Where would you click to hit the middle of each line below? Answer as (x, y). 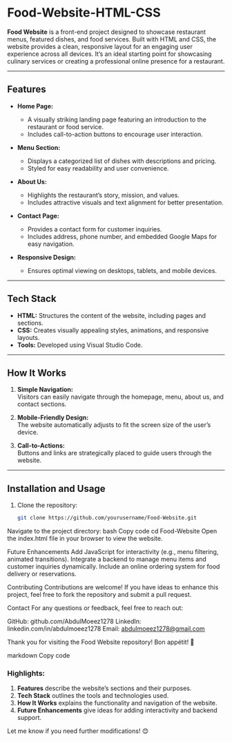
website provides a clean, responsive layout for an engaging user (100, 46)
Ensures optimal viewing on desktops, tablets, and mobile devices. (122, 270)
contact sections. (42, 404)
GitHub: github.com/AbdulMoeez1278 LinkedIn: (74, 621)
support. (29, 718)
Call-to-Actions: (41, 446)
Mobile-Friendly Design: (53, 418)
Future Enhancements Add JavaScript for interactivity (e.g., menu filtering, (113, 552)
